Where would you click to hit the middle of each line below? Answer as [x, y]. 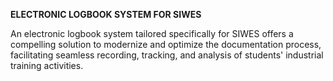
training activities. [47, 65]
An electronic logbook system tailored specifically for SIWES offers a [152, 33]
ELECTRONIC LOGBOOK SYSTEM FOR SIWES [106, 14]
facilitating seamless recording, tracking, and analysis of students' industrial [167, 55]
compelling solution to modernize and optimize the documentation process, [166, 44]
